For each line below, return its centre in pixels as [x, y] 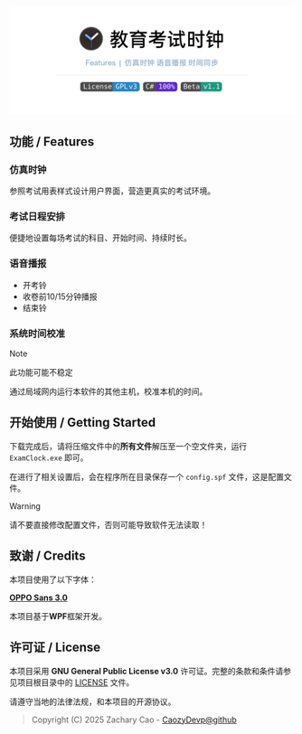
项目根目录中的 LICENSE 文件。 [75, 682]
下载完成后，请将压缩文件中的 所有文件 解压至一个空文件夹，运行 [128, 446]
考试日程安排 [38, 217]
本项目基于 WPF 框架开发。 [58, 616]
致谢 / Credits [47, 556]
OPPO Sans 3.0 [38, 598]
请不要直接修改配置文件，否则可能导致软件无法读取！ [109, 524]
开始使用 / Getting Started [83, 423]
